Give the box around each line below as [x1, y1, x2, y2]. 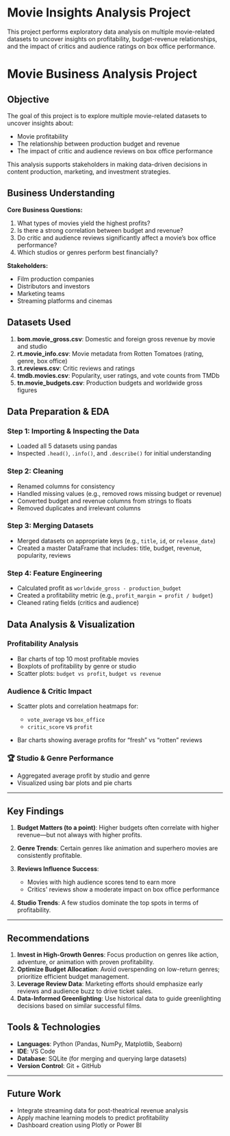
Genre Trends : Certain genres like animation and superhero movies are [16, 844, 218, 852]
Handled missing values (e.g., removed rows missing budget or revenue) [16, 489, 222, 497]
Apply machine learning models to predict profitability [16, 1113, 169, 1122]
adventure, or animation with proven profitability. [16, 958, 155, 966]
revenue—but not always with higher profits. [16, 831, 142, 839]
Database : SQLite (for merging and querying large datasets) [16, 1054, 187, 1063]
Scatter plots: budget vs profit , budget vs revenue [16, 669, 162, 677]
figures [16, 386, 38, 394]
